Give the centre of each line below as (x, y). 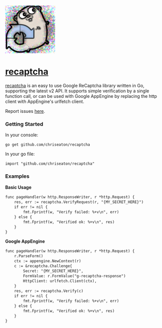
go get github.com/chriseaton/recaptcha (48, 145)
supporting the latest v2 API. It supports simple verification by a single (77, 91)
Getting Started (24, 124)
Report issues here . (25, 111)
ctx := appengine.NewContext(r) (48, 261)
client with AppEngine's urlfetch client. (45, 101)
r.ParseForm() (29, 256)
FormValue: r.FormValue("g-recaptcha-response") (75, 276)
